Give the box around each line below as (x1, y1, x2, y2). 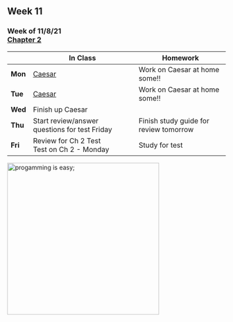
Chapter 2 (7, 35, 42, 44)
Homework (162, 53, 200, 62)
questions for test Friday (33, 124, 112, 134)
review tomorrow (138, 124, 194, 134)
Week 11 (7, 6, 43, 17)
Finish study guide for (138, 116, 209, 126)
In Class (69, 53, 96, 62)
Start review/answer (33, 116, 99, 126)
